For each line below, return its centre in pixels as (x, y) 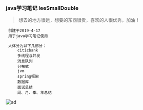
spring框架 (28, 77)
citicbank (28, 50)
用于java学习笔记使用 (28, 36)
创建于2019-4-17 (24, 31)
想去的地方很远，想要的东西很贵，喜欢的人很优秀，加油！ (79, 20)
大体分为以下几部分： (27, 46)
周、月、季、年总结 (34, 93)
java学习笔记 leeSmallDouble (42, 8)
